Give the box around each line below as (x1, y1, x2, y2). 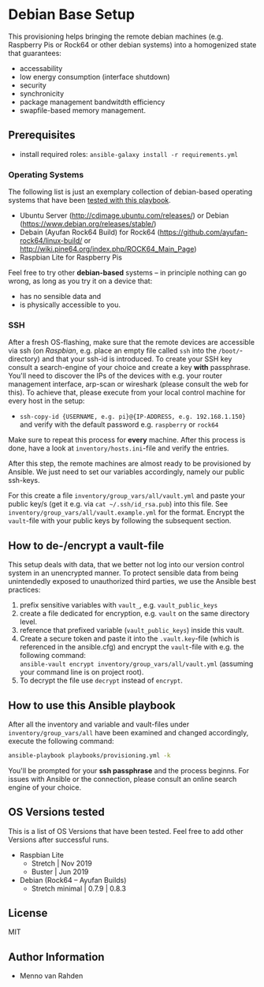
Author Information (8, 950, 105, 963)
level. (19, 617, 38, 626)
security (19, 80, 47, 90)
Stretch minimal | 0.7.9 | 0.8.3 (31, 884, 126, 893)
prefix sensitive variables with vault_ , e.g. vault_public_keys (19, 600, 218, 610)
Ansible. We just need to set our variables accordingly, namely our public (8, 467, 245, 477)
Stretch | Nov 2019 (31, 858, 92, 868)
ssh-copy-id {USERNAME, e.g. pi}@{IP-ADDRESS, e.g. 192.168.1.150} (19, 413, 246, 421)
